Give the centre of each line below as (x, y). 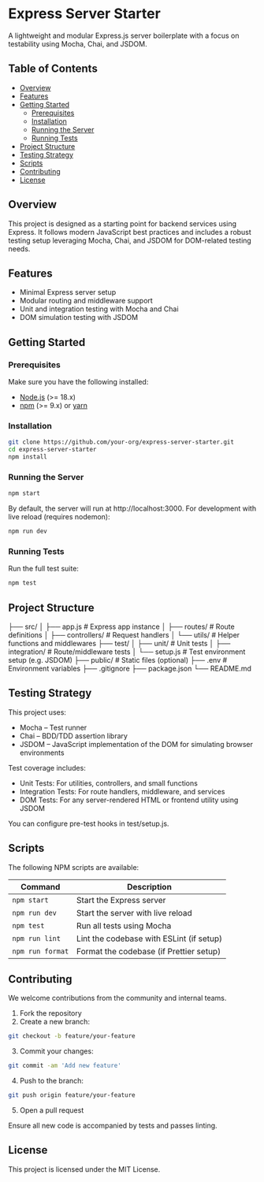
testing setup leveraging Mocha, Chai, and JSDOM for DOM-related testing (130, 240)
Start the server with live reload (134, 913)
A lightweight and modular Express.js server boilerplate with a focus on (124, 35)
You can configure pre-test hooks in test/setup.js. (89, 823)
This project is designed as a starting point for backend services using (123, 223)
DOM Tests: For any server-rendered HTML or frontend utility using (129, 800)
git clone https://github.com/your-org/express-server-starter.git (121, 442)
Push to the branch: (52, 1081)
